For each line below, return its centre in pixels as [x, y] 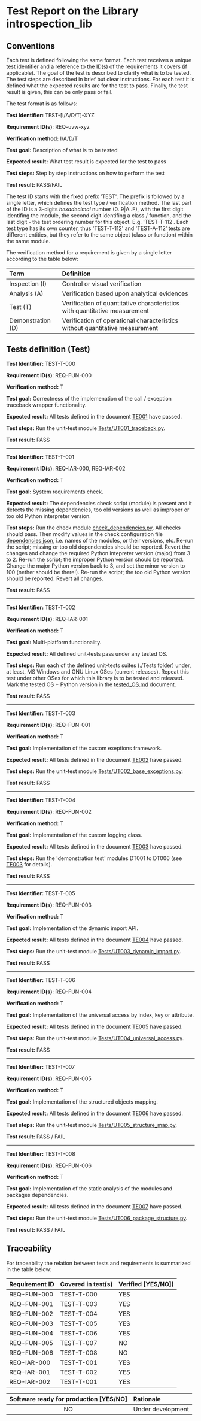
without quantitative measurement [110, 328]
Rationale [147, 1399]
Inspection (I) [28, 284]
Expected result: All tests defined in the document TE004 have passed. [95, 940]
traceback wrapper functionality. [46, 405]
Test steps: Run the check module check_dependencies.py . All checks [94, 528]
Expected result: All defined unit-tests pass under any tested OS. [87, 653]
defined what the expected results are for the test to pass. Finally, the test [97, 86]
